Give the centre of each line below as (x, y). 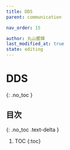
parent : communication (34, 17)
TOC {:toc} (28, 141)
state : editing (25, 50)
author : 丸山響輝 (26, 38)
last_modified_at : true (35, 44)
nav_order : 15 (24, 28)
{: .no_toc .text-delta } (33, 129)
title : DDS (19, 12)
